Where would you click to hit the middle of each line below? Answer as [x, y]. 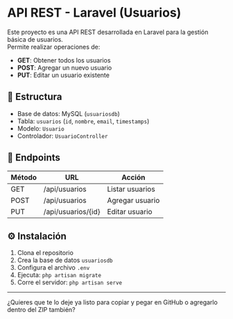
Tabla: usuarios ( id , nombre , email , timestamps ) [83, 121]
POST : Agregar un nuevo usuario [64, 67]
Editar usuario [130, 211]
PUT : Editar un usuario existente [63, 75]
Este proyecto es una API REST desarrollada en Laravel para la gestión [108, 32]
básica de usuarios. [35, 39]
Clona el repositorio [45, 253]
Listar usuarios [131, 189]
